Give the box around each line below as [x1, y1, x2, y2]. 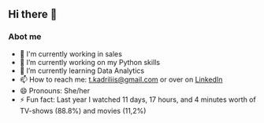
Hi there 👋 [8, 8, 58, 21]
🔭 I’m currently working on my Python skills [19, 57, 160, 67]
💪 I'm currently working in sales [19, 49, 122, 59]
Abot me [8, 31, 42, 42]
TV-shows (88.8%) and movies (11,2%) [19, 106, 147, 115]
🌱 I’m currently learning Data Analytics [19, 66, 144, 75]
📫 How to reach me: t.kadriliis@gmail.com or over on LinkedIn [19, 74, 223, 84]
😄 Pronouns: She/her [19, 85, 91, 95]
